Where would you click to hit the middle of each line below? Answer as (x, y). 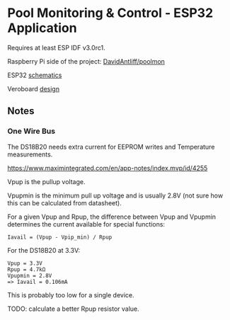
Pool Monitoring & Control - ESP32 (110, 13)
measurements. (30, 154)
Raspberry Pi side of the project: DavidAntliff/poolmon (86, 61)
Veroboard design (34, 88)
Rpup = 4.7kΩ (27, 269)
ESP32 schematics (35, 75)
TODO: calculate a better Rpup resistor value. (73, 309)
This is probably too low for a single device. (71, 295)
